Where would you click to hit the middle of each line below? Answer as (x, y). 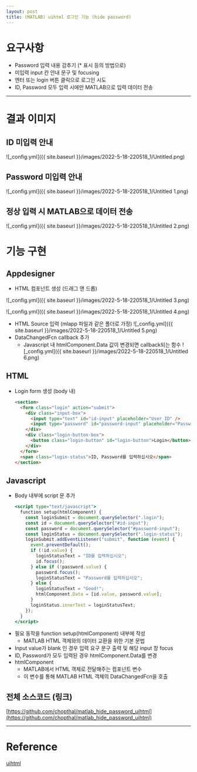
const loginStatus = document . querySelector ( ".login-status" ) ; (104, 534)
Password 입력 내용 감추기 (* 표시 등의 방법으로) (70, 65)
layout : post (22, 11)
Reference (32, 747)
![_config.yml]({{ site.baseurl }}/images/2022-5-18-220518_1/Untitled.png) (96, 157)
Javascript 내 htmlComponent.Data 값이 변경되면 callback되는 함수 (102, 345)
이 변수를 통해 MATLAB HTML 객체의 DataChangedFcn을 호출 (96, 677)
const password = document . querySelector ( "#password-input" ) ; (103, 528)
